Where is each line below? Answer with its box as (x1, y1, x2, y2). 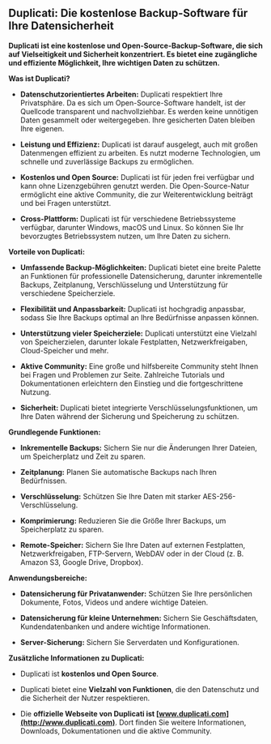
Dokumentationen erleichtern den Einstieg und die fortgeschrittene (19, 378, 243, 388)
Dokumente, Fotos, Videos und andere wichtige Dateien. (19, 597, 209, 607)
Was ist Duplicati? (8, 73, 70, 83)
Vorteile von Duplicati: (8, 246, 85, 256)
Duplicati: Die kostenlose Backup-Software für (8, 6, 248, 20)
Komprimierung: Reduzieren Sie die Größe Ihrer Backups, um (19, 515, 227, 525)
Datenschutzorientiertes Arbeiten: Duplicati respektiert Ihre (19, 89, 223, 99)
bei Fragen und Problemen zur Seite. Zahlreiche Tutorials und (19, 370, 225, 379)
